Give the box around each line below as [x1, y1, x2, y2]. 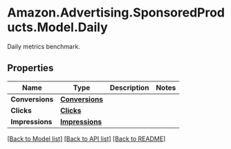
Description [109, 83, 149, 92]
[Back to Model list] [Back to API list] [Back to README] [7, 135, 166, 143]
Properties [7, 62, 54, 74]
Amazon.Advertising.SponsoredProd [7, 5, 225, 21]
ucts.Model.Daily [7, 19, 109, 35]
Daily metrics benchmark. [7, 42, 81, 50]
